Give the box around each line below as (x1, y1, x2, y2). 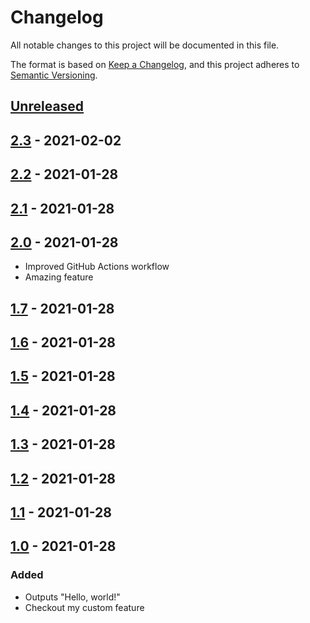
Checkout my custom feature (24, 601, 145, 613)
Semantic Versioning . (10, 69, 98, 81)
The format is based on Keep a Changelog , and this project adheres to (10, 58, 300, 70)
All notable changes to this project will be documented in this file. (10, 39, 280, 51)
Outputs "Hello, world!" (24, 591, 121, 603)
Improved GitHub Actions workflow (24, 261, 170, 273)
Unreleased (10, 98, 85, 115)
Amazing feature (24, 271, 94, 283)
